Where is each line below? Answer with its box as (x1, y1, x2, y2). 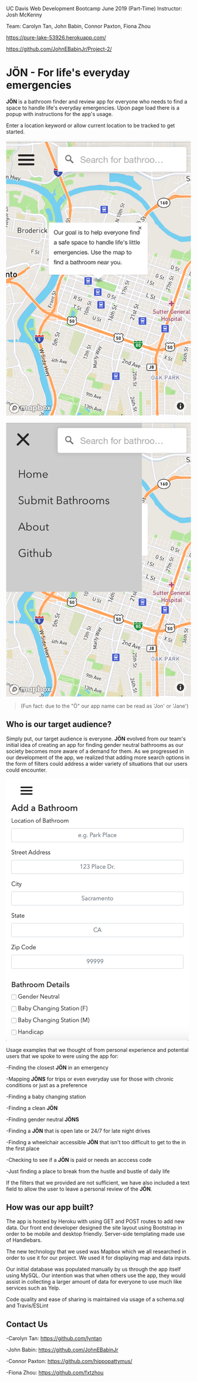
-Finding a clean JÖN (6, 1104, 58, 1111)
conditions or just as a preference (6, 1081, 88, 1088)
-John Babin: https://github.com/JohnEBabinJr (6, 1346, 118, 1353)
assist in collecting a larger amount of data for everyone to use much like (6, 1278, 182, 1285)
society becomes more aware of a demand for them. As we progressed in (6, 748, 184, 755)
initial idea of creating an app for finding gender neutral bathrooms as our (6, 741, 184, 748)
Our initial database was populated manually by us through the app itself (6, 1265, 181, 1273)
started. (6, 128, 25, 135)
